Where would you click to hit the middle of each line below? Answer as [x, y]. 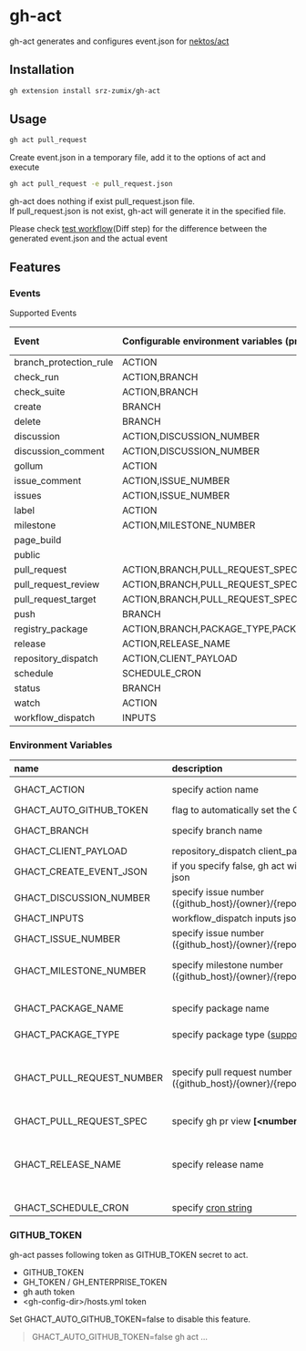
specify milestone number [228, 965]
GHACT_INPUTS [49, 919]
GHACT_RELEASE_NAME [67, 1165]
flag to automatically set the [231, 810]
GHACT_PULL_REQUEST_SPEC [81, 1121]
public [27, 554]
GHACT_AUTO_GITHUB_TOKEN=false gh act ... [119, 1337]
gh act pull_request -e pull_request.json [91, 184]
